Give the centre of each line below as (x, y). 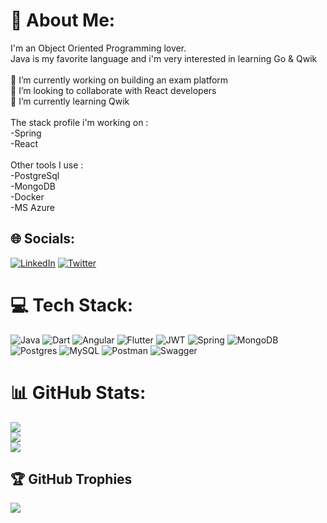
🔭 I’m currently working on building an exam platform (119, 80)
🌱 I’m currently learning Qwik (70, 101)
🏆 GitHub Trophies (71, 479)
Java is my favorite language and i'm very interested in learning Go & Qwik (164, 58)
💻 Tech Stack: (72, 305)
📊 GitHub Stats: (78, 392)
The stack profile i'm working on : (79, 122)
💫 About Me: (63, 20)
